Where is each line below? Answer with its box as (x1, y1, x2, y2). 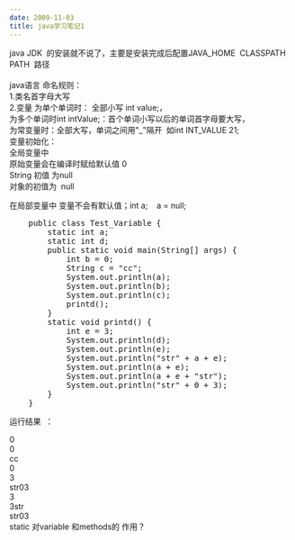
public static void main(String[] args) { (47, 245, 237, 255)
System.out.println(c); (66, 290, 171, 300)
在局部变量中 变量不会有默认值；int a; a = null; (9, 200, 187, 211)
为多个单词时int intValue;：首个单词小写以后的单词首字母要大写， (9, 113, 250, 124)
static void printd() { (47, 317, 152, 327)
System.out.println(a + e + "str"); (66, 371, 228, 381)
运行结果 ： (9, 416, 54, 427)
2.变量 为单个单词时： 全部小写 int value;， (9, 102, 168, 112)
